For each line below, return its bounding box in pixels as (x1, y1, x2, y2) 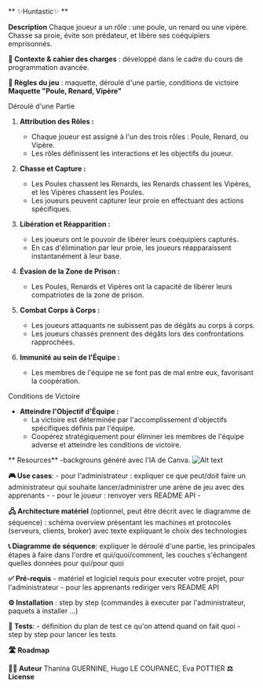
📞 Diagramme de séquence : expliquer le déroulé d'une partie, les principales (8, 542, 256, 550)
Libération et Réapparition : (19, 219, 111, 229)
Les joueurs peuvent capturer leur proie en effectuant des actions (31, 196, 244, 205)
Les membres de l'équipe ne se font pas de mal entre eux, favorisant (31, 368, 254, 377)
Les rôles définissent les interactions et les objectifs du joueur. (31, 149, 234, 158)
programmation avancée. (8, 63, 89, 72)
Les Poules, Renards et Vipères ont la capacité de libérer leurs (31, 282, 233, 291)
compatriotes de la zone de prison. (31, 290, 144, 300)
